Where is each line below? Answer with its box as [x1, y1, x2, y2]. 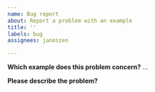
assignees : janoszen [7, 37, 69, 44]
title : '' [7, 24, 37, 31]
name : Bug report [7, 10, 59, 18]
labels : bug [7, 30, 43, 38]
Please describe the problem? [7, 76, 99, 86]
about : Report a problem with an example [7, 17, 133, 24]
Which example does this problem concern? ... [7, 63, 149, 71]
